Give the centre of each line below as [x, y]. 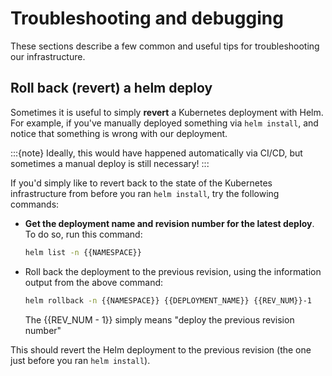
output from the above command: [94, 282]
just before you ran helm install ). [80, 360]
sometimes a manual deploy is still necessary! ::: [110, 163]
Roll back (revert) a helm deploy [111, 88]
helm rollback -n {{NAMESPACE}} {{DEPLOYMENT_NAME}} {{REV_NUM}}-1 [168, 300]
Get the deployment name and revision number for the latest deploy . [169, 223]
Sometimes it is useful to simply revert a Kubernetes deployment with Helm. [167, 112]
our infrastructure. [48, 56]
